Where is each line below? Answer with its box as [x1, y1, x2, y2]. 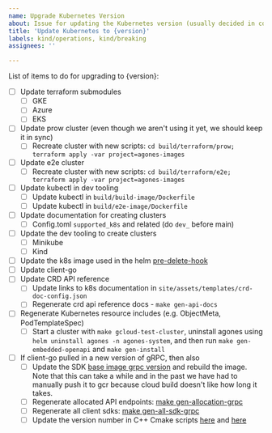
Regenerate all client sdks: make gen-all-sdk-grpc [32, 405, 200, 415]
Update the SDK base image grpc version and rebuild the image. [32, 362, 248, 371]
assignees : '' [8, 42, 57, 50]
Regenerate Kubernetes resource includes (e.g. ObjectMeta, [19, 308, 221, 318]
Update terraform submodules [19, 87, 121, 97]
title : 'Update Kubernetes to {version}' [8, 27, 151, 35]
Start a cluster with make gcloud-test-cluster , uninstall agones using [32, 326, 263, 336]
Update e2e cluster [19, 157, 85, 167]
